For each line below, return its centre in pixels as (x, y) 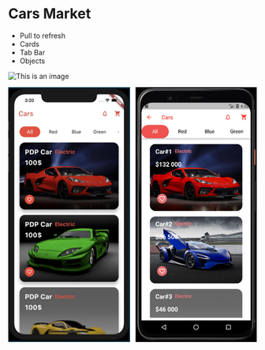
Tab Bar (32, 52)
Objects (32, 61)
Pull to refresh (42, 36)
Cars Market (50, 14)
